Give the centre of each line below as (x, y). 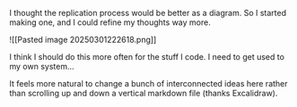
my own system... (42, 66)
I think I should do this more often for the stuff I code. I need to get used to (147, 57)
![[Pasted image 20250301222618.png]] (83, 40)
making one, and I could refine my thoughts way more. (110, 22)
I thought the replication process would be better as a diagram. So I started (148, 13)
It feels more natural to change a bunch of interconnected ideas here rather (149, 83)
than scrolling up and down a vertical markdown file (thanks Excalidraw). (144, 93)
